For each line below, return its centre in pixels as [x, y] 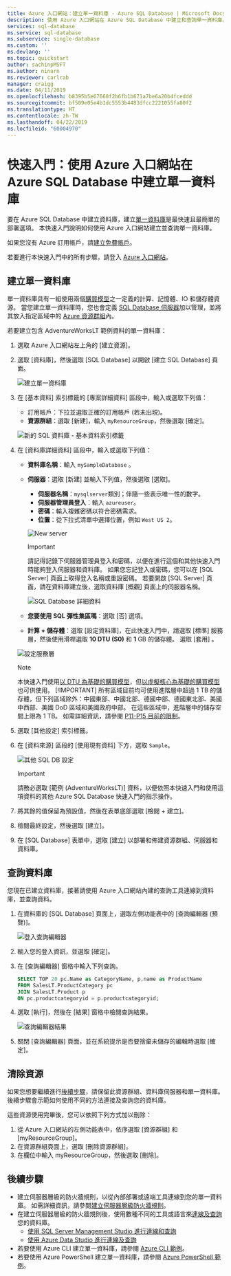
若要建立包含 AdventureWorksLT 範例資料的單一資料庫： [87, 331]
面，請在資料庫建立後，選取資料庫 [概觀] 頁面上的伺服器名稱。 [115, 587]
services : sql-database [41, 26]
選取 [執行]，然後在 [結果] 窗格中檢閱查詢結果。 [85, 1012]
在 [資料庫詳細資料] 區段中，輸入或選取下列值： [84, 450]
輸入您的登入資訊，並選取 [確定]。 [65, 951]
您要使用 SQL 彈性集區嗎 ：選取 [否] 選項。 [87, 616]
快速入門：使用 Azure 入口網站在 [100, 165]
